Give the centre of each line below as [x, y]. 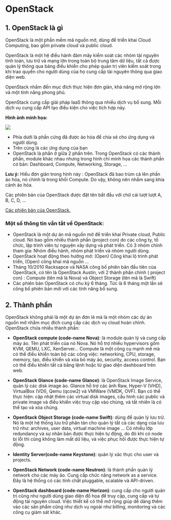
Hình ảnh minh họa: [26, 117]
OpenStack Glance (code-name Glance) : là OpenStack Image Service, [88, 381]
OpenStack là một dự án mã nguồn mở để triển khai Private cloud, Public [89, 234]
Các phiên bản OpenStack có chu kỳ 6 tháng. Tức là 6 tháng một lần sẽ [88, 283]
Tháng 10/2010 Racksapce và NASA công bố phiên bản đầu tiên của [84, 267]
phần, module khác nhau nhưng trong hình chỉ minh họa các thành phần [88, 159]
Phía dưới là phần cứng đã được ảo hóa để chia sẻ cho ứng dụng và [83, 137]
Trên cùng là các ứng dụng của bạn [50, 148]
